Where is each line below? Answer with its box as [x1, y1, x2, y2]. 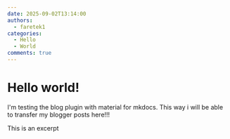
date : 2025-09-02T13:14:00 [7, 10, 87, 18]
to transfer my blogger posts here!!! [7, 110, 110, 119]
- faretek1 [13, 23, 46, 30]
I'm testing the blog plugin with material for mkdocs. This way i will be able [7, 102, 224, 111]
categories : [7, 29, 42, 37]
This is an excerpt [7, 124, 59, 132]
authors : [7, 17, 33, 24]
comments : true [7, 50, 52, 57]
